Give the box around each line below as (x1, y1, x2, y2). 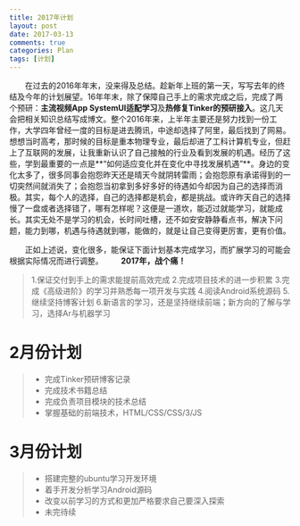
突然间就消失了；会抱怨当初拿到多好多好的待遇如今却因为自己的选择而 (16, 180, 275, 191)
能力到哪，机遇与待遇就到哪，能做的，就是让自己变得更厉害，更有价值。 (24, 225, 291, 236)
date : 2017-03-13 (9, 29, 74, 38)
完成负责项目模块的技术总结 (44, 396, 147, 406)
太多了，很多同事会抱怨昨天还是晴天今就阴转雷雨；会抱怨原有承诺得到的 (16, 170, 283, 180)
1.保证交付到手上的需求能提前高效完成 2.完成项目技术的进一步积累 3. (30, 274, 283, 285)
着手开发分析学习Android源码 (44, 484, 153, 495)
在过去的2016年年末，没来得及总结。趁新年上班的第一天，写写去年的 (25, 80, 278, 90)
